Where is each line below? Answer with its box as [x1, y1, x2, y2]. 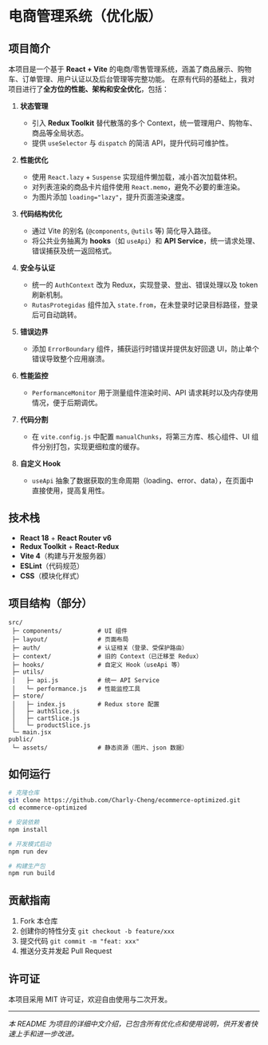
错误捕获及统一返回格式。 [31, 246, 116, 256]
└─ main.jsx [11, 728, 52, 736]
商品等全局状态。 [31, 129, 89, 137]
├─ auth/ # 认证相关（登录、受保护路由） [11, 644, 188, 652]
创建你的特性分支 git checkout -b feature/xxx [19, 926, 175, 936]
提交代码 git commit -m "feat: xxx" [19, 936, 140, 946]
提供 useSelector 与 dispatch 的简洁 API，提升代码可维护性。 [31, 138, 233, 148]
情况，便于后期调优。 [31, 398, 102, 407]
